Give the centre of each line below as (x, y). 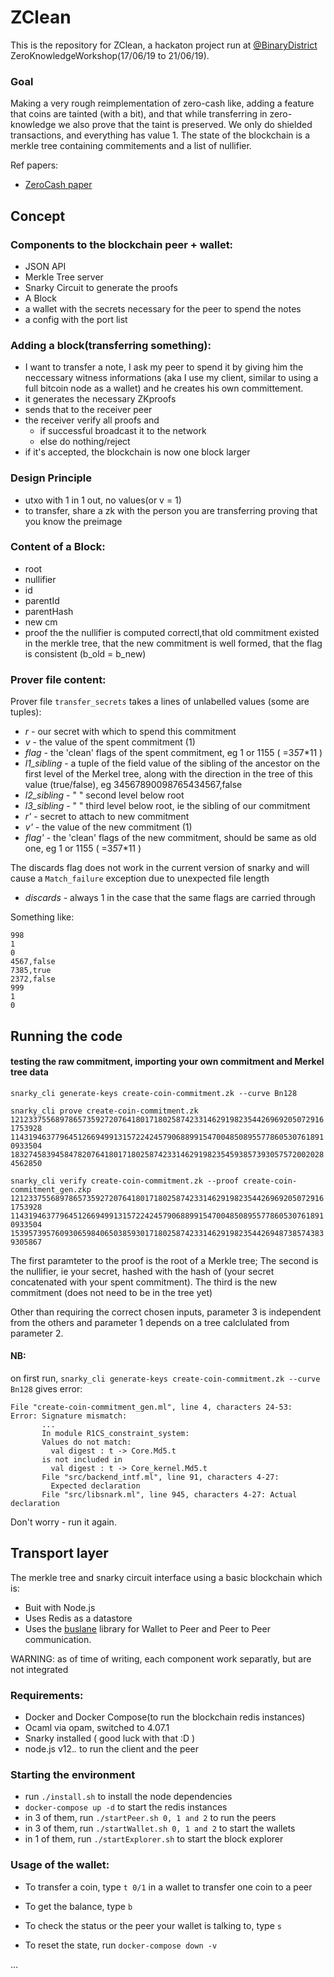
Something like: (42, 917)
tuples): (26, 712)
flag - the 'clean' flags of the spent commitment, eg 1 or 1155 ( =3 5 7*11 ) (173, 753)
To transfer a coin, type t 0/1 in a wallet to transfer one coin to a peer (168, 1887)
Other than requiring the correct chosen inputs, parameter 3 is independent (166, 1312)
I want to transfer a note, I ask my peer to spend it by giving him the (164, 367)
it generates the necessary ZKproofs (100, 399)
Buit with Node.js (60, 1607)
